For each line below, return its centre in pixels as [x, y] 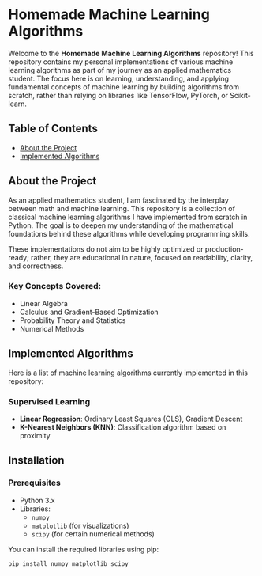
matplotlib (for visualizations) [80, 525]
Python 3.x [37, 500]
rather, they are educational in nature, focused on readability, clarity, [142, 257]
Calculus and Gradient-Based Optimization [89, 312]
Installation [36, 460]
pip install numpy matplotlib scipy [68, 563]
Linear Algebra [44, 303]
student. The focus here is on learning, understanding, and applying [119, 78]
